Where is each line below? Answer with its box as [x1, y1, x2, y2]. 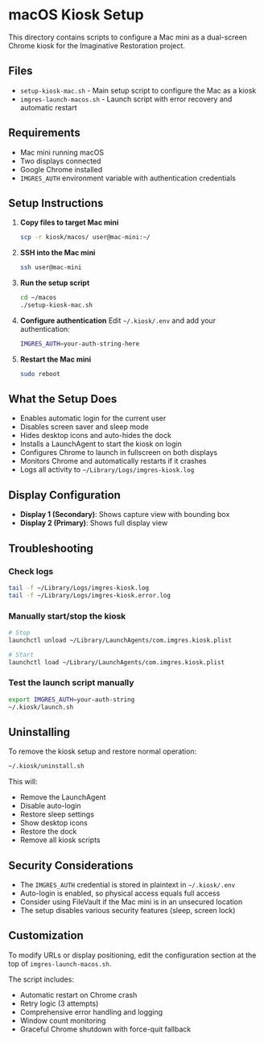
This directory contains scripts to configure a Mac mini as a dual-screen [8, 32, 248, 42]
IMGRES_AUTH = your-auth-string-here [19, 340, 140, 348]
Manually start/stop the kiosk [8, 610, 126, 622]
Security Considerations [8, 858, 134, 872]
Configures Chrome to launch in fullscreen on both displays [19, 448, 218, 457]
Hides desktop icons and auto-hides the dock [19, 431, 171, 440]
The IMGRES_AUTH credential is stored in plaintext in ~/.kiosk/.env [19, 880, 236, 890]
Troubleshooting [8, 541, 94, 555]
